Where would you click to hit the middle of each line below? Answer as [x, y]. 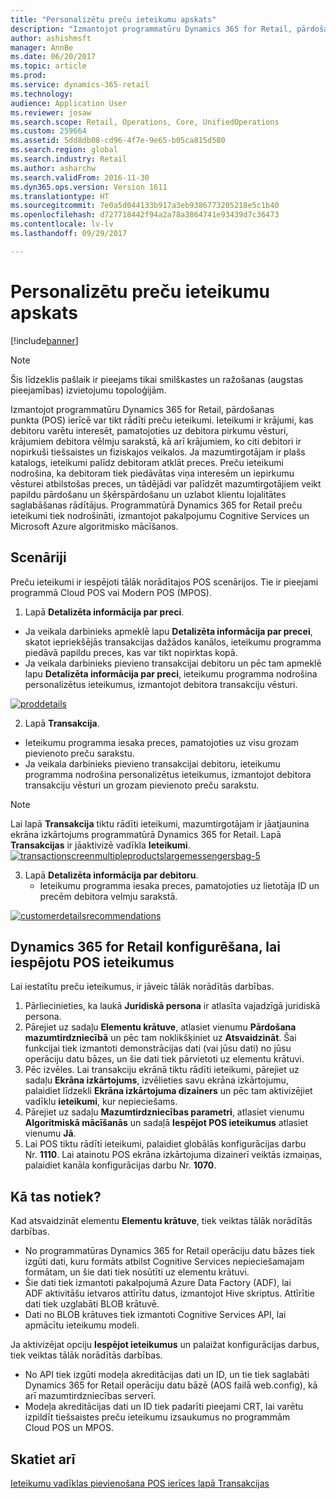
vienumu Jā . [50, 1133]
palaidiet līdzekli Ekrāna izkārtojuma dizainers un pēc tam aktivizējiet [168, 1091]
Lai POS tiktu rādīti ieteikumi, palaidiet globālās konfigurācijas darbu [165, 1144]
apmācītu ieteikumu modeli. [82, 1325]
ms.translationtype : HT [60, 196]
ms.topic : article [48, 66]
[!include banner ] [44, 340]
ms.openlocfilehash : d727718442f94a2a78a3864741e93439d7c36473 [145, 215]
